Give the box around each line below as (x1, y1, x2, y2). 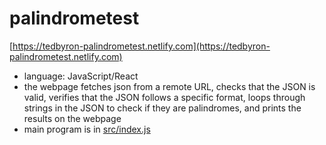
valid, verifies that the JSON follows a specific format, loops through (23, 91, 306, 103)
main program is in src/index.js (23, 123, 151, 135)
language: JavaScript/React (23, 70, 139, 82)
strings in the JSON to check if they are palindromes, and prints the (23, 102, 302, 114)
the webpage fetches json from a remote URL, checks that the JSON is (23, 80, 316, 92)
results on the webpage (23, 112, 122, 124)
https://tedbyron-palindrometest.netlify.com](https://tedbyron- (12, 40, 271, 52)
